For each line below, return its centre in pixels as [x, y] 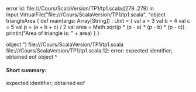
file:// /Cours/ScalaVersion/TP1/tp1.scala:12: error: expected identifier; [89, 51]
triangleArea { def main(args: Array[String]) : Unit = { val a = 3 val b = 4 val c [98, 21]
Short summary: [26, 70]
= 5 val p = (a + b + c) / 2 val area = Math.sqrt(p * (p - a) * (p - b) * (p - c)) [95, 27]
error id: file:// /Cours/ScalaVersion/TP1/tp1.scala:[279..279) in [80, 8]
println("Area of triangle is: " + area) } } [53, 33]
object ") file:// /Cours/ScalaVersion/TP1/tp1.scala [65, 44]
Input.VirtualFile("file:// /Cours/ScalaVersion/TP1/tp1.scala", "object [86, 15]
